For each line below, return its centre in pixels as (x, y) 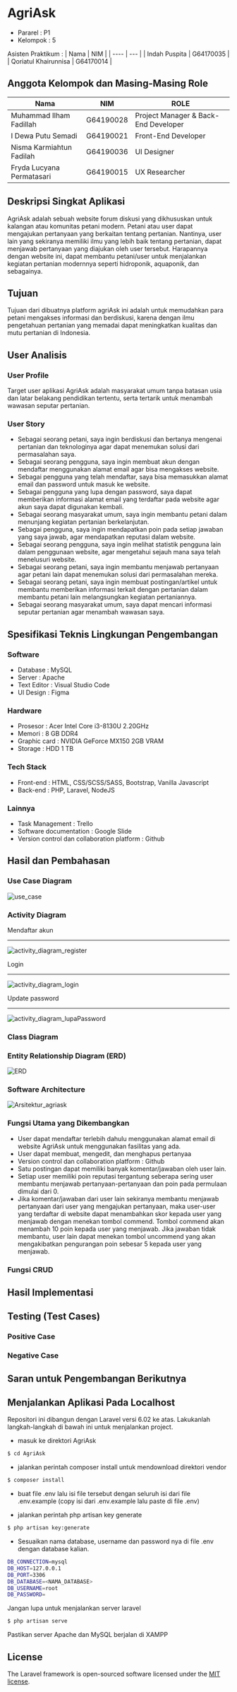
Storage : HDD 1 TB (45, 749)
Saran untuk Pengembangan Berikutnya (97, 1378)
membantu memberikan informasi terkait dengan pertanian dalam (113, 590)
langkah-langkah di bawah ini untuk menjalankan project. (90, 1427)
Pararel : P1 (34, 33)
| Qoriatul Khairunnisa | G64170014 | (60, 61)
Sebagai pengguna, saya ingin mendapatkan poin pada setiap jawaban (120, 530)
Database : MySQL (45, 670)
